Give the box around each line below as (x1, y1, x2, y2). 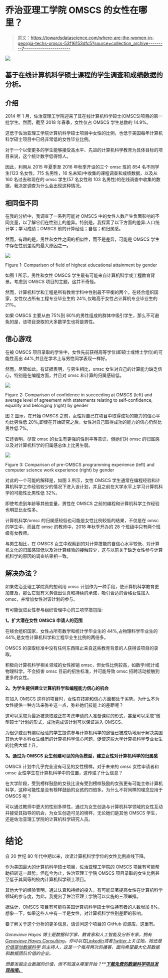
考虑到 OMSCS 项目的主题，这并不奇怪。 (13, 278, 98, 284)
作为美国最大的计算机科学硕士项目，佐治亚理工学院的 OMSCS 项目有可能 (5, 864, 155, 870)
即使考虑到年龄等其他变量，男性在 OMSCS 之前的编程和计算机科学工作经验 (5, 500, 160, 507)
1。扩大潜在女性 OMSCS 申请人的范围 (5, 617, 83, 623)
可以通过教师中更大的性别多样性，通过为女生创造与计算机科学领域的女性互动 (5, 803, 163, 809)
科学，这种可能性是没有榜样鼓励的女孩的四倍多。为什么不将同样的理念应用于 (5, 786, 163, 792)
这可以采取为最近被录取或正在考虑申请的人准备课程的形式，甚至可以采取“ (5, 713, 156, 719)
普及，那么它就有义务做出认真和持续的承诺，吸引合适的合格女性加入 (9, 590, 150, 596)
